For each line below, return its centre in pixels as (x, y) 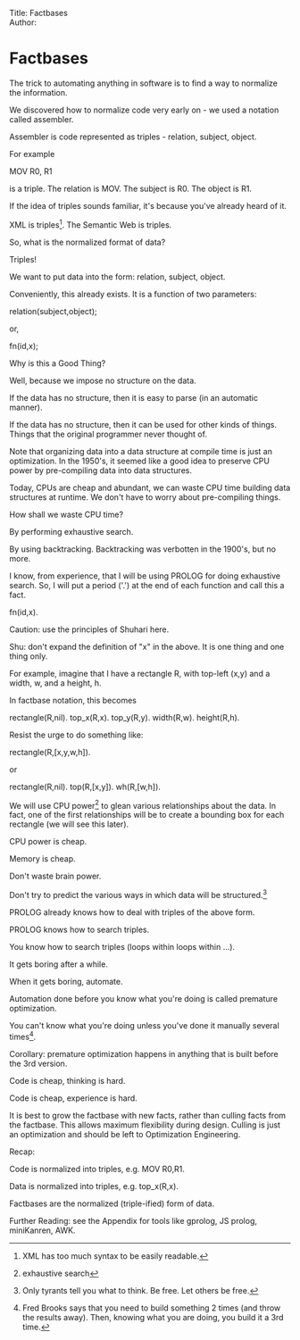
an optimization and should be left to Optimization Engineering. (125, 1134)
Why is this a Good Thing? (58, 363)
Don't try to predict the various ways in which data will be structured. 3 (138, 894)
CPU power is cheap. (48, 842)
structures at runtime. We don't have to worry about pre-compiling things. (145, 497)
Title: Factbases (39, 13)
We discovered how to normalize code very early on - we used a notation (144, 110)
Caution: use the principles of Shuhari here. (89, 629)
